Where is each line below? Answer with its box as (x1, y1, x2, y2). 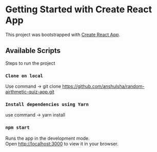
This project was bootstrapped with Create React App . (5, 31, 121, 37)
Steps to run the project (5, 60, 55, 66)
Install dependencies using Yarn (5, 101, 89, 107)
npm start (5, 125, 30, 130)
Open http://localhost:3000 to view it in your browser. (5, 140, 119, 147)
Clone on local (5, 73, 44, 79)
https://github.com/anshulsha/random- (62, 83, 145, 89)
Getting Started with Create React (5, 4, 152, 15)
